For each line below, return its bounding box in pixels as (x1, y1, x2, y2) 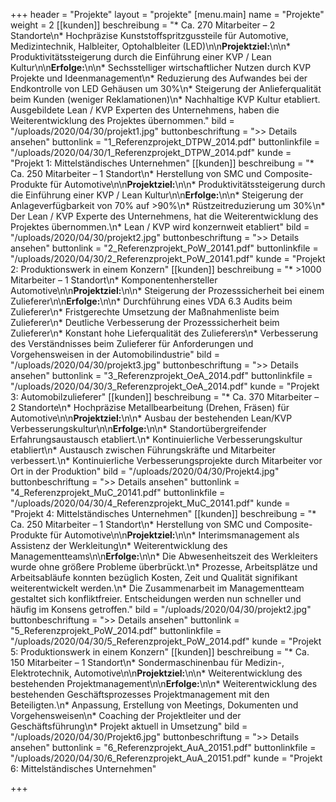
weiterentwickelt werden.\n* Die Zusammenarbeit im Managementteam (10, 582, 305, 594)
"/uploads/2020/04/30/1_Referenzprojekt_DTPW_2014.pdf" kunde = (10, 147, 292, 158)
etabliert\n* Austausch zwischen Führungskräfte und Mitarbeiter (10, 444, 277, 456)
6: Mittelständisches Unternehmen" (10, 763, 157, 774)
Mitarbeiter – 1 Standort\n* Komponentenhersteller (10, 274, 218, 286)
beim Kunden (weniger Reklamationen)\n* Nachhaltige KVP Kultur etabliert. (10, 94, 321, 105)
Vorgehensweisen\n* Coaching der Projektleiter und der (10, 710, 242, 721)
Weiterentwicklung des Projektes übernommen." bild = (10, 115, 235, 126)
